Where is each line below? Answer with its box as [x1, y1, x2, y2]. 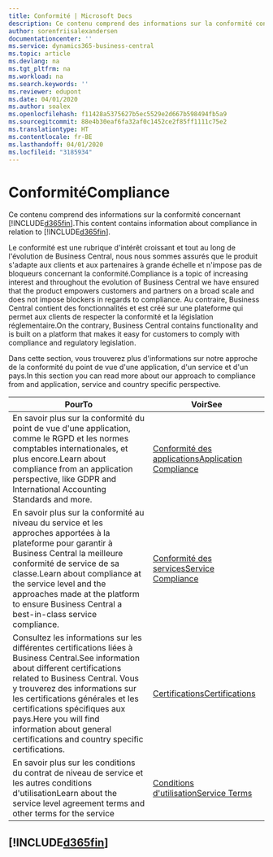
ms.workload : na [8, 72, 63, 80]
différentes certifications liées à [12, 642, 133, 654]
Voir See [190, 399, 223, 411]
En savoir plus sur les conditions [12, 757, 136, 768]
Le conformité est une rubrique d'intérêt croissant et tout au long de [8, 243, 236, 253]
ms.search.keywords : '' [8, 80, 89, 88]
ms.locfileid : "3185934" [8, 148, 93, 156]
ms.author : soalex [8, 102, 71, 111]
